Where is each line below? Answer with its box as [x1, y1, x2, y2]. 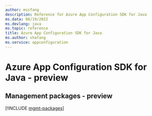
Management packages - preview [5, 92, 113, 100]
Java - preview [5, 72, 69, 83]
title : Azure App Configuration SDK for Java [5, 30, 102, 35]
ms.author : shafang [5, 35, 46, 40]
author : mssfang [5, 7, 39, 12]
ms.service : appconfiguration [5, 40, 69, 45]
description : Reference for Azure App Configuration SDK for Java [5, 12, 147, 17]
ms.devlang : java [5, 21, 42, 26]
